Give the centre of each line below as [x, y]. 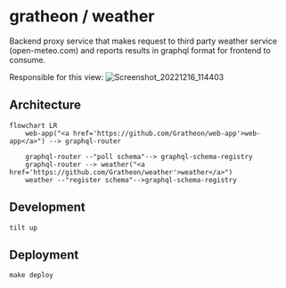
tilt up [24, 228]
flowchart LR [33, 125]
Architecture [45, 105]
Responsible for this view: [57, 76]
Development [48, 208]
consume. [28, 60]
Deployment [44, 255]
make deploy [31, 276]
